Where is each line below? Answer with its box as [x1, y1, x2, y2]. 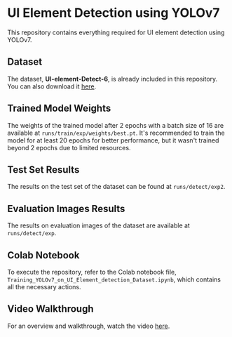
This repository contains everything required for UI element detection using [7, 28, 225, 37]
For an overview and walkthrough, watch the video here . [7, 322, 170, 330]
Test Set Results [7, 164, 80, 176]
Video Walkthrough [7, 303, 94, 315]
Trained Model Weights [7, 103, 111, 114]
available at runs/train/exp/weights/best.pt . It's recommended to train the [7, 128, 226, 137]
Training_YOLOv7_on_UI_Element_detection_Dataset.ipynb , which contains [7, 275, 221, 284]
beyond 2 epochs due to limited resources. [7, 143, 131, 152]
